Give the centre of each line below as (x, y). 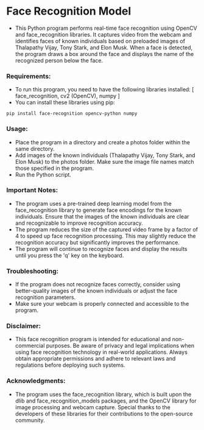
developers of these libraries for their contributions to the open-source (104, 414)
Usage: (17, 129)
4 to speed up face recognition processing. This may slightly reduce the (105, 236)
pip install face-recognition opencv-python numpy (72, 114)
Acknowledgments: (36, 381)
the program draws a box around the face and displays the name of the (104, 54)
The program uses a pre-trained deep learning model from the (93, 203)
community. (30, 420)
